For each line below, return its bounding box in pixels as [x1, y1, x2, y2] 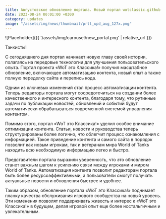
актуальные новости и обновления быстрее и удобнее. [5, 178, 122, 184]
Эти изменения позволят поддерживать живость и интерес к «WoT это [5, 198, 157, 204]
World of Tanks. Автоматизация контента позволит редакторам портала [5, 167, 158, 173]
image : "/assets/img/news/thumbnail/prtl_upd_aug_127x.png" [5, 21, 132, 26]
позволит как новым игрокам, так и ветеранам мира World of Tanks [5, 142, 150, 148]
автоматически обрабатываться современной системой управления [5, 106, 152, 112]
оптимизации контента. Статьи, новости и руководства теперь [5, 126, 139, 132]
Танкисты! [5, 44, 27, 50]
